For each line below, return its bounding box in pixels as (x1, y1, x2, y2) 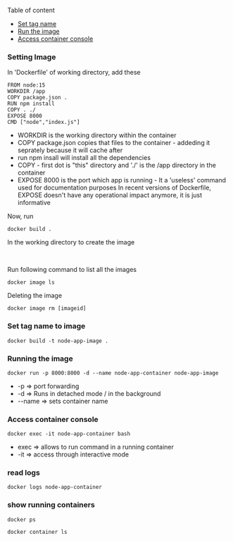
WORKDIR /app (7, 88, 46, 95)
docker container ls (7, 528, 68, 535)
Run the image (17, 27, 60, 35)
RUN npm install (7, 100, 55, 108)
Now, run (7, 212, 34, 220)
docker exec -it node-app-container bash (7, 430, 131, 437)
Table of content (7, 6, 55, 14)
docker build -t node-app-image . (7, 337, 109, 344)
